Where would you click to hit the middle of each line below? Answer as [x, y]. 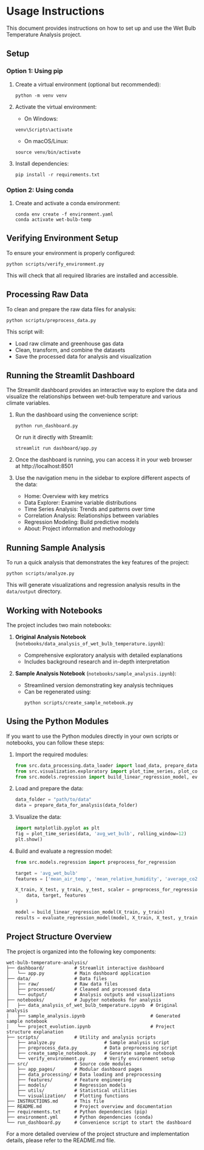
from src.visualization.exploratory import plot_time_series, [95, 771]
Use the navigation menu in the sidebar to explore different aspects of [103, 478]
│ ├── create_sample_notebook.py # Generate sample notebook [90, 1053]
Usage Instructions [56, 11]
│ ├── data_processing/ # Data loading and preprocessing [84, 1075]
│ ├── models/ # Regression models [66, 1085]
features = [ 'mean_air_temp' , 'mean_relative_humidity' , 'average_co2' [107, 879]
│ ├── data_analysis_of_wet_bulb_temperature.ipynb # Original [92, 1005]
